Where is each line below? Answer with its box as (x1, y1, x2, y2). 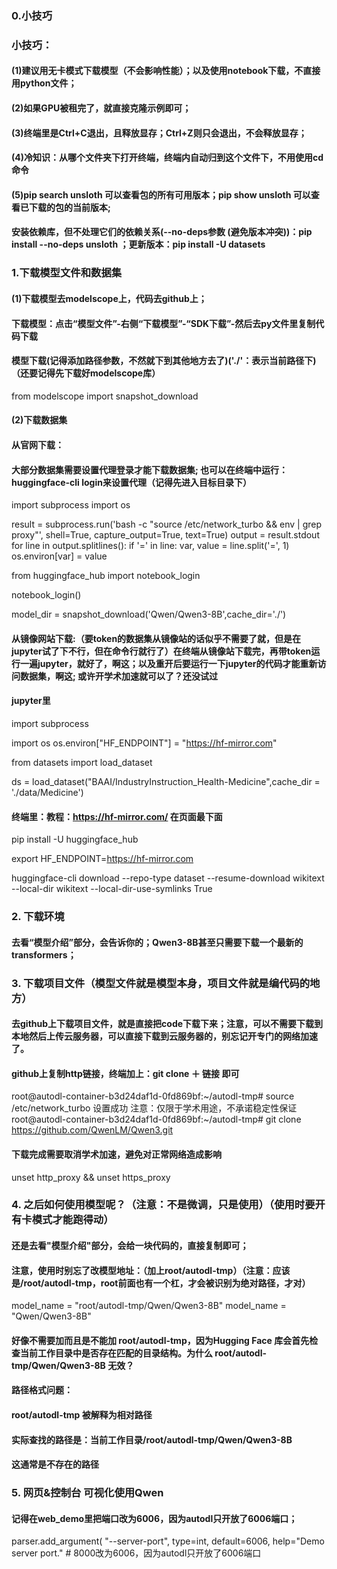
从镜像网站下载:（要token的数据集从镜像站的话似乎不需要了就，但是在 (11, 632, 302, 644)
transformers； (11, 948, 77, 961)
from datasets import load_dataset (11, 756, 153, 768)
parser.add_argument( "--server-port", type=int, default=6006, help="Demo (11, 1535, 325, 1547)
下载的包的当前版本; (28, 201, 111, 213)
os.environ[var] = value (11, 550, 108, 562)
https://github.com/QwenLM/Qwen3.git (11, 1124, 174, 1136)
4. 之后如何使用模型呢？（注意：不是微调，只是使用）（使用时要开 (11, 1198, 326, 1212)
